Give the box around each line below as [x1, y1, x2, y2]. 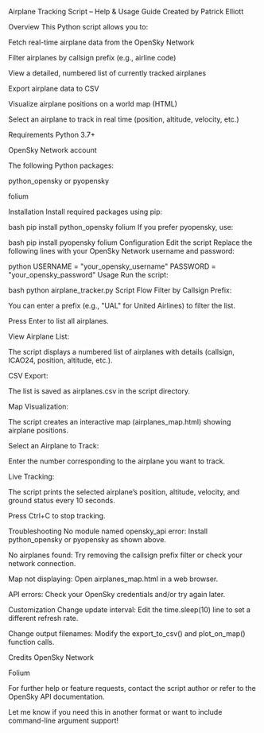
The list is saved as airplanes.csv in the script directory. [8, 386, 191, 396]
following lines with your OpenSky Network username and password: [8, 246, 235, 255]
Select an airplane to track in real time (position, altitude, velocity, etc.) [8, 114, 239, 124]
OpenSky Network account [8, 145, 97, 154]
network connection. [8, 559, 76, 568]
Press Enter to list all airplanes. [8, 316, 109, 325]
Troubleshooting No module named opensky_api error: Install [8, 526, 208, 536]
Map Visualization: [8, 401, 69, 411]
